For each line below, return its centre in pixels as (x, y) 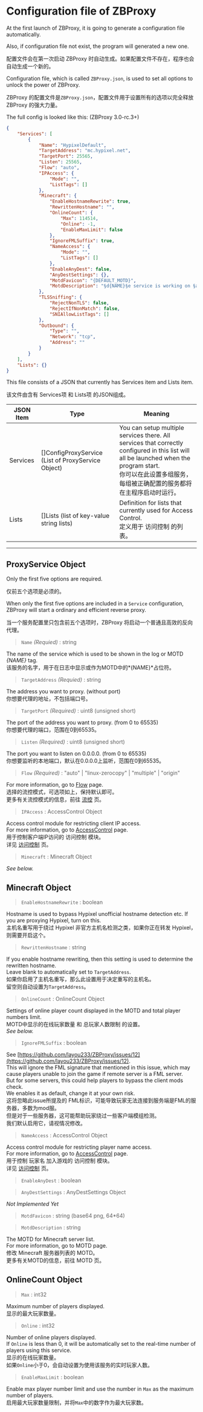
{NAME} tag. (22, 661)
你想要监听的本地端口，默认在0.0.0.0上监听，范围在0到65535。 (85, 761)
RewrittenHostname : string (53, 947)
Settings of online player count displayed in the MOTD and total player (94, 1010)
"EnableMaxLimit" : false (91, 230)
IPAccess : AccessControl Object (62, 812)
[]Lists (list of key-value (75, 516)
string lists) (57, 523)
